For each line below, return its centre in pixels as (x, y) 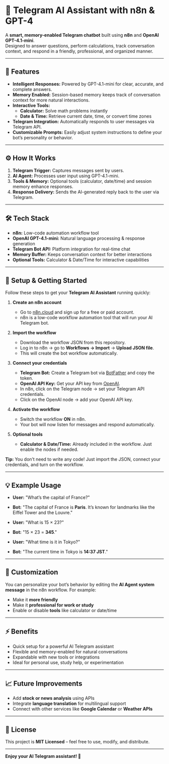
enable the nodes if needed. (49, 449)
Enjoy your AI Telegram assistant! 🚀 (43, 756)
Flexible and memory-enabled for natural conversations (70, 651)
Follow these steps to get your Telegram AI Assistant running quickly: (78, 293)
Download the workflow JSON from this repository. (73, 342)
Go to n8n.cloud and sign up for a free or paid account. (77, 312)
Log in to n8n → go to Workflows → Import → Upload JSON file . (87, 348)
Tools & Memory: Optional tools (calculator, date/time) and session (82, 181)
